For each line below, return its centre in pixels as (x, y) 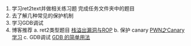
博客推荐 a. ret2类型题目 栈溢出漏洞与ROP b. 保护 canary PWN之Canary (98, 30)
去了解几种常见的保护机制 (42, 16)
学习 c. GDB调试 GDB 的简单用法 (51, 37)
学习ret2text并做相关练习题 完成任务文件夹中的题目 (73, 8)
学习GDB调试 (28, 23)
